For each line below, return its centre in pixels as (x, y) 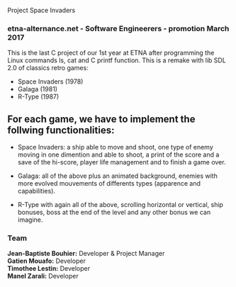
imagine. (30, 220)
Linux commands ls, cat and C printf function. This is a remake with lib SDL (117, 60)
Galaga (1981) (38, 89)
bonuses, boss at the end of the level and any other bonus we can (114, 213)
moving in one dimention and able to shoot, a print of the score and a (118, 154)
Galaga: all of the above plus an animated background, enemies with (117, 176)
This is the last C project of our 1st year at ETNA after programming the (111, 53)
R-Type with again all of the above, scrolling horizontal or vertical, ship (120, 205)
